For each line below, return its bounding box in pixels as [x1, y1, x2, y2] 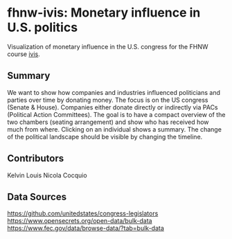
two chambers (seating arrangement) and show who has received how [7, 118, 209, 126]
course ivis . [7, 50, 40, 58]
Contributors [7, 152, 64, 164]
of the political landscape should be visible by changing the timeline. [7, 132, 203, 141]
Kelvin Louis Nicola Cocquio [7, 171, 88, 179]
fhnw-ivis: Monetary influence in [7, 5, 201, 21]
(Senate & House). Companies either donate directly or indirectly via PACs [7, 103, 218, 112]
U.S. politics [7, 19, 78, 35]
